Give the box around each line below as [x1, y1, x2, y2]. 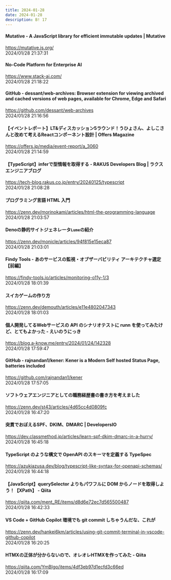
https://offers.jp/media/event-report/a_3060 [5, 143, 99, 149]
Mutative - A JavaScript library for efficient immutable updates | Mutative [5, 33, 166, 39]
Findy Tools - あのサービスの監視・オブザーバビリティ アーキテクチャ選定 [5, 256, 162, 263]
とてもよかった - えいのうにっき [14, 328, 81, 334]
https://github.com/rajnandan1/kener [5, 374, 83, 380]
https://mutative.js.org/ [5, 44, 54, 50]
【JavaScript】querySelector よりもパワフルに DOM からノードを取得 [5, 481, 156, 487]
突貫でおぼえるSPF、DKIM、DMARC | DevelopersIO [5, 422, 117, 428]
